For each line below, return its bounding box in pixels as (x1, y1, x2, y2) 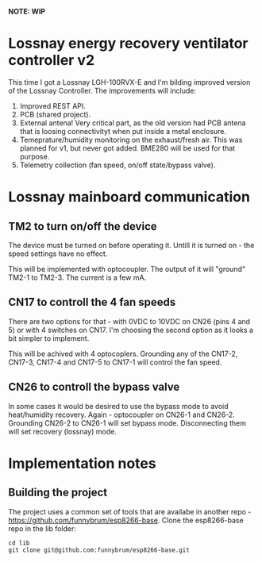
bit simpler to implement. (8, 333, 90, 343)
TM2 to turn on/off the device (8, 220, 157, 233)
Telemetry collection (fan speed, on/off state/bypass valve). (19, 160, 216, 170)
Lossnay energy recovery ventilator (8, 35, 249, 52)
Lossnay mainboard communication (8, 188, 250, 206)
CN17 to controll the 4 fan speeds (8, 296, 176, 309)
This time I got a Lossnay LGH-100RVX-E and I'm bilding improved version (8, 77, 251, 86)
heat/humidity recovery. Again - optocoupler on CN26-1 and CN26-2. (8, 410, 236, 419)
